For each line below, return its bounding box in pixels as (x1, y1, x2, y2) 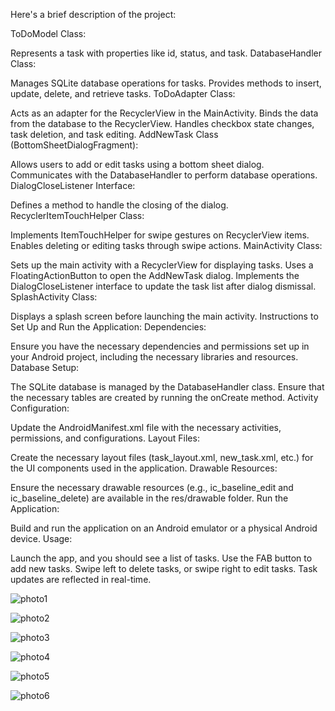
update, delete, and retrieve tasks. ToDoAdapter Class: (10, 88, 236, 99)
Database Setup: (10, 362, 80, 373)
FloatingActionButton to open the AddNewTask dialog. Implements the (10, 270, 300, 281)
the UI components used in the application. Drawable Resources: (10, 462, 278, 474)
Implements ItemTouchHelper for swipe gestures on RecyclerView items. (10, 229, 310, 241)
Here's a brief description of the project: (10, 9, 177, 20)
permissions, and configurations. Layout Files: (10, 432, 200, 444)
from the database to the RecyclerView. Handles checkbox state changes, (10, 118, 315, 129)
